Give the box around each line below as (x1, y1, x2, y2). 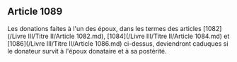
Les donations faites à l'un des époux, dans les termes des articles (7, 24, 202, 32)
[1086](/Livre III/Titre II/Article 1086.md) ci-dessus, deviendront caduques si (7, 39, 229, 48)
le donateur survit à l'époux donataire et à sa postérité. (7, 46, 167, 55)
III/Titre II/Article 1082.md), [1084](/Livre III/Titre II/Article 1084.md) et (28, 32, 230, 40)
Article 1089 (7, 6, 63, 18)
